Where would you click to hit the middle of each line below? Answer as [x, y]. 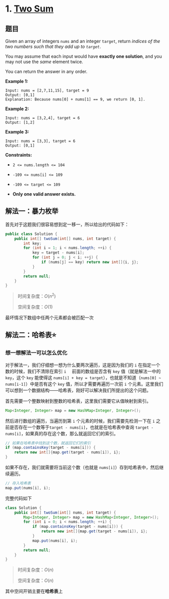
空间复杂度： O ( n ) [36, 581]
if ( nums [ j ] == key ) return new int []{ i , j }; [90, 262]
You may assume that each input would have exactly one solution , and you [84, 56]
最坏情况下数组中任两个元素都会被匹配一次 [49, 317]
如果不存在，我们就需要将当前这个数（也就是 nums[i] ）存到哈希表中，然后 [82, 468]
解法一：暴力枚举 [32, 211]
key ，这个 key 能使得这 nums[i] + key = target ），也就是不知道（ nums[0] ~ [83, 378]
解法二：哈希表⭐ [31, 335]
